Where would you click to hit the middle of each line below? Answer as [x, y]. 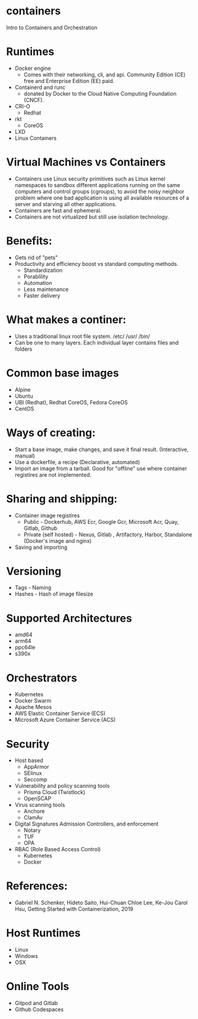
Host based [29, 760]
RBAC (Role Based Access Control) [58, 849]
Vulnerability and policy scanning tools [62, 786]
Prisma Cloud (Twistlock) [54, 792]
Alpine [23, 389]
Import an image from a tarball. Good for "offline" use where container [101, 468]
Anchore [34, 811]
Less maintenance [46, 289]
